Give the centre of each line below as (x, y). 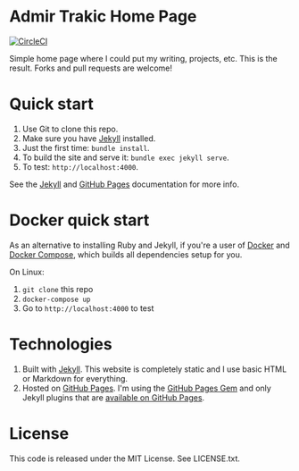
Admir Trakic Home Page (103, 17)
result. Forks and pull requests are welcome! (91, 68)
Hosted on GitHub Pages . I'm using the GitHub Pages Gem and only (147, 388)
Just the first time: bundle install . (86, 147)
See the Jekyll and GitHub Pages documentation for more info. (124, 184)
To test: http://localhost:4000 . (80, 166)
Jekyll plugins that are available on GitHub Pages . (113, 397)
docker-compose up (56, 299)
